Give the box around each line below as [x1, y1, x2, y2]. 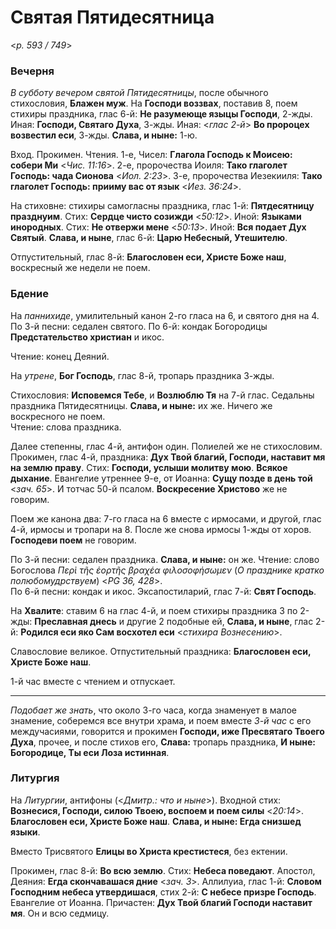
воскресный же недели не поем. [10, 262, 151, 274]
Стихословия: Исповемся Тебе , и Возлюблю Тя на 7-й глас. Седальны [10, 389, 315, 401]
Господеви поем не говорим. [10, 534, 137, 546]
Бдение [10, 287, 49, 301]
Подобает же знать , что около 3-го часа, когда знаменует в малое [10, 704, 297, 716]
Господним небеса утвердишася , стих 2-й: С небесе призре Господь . [10, 886, 317, 898]
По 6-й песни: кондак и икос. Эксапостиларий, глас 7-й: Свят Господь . [10, 585, 317, 597]
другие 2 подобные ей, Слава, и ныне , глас [126, 615, 314, 627]
